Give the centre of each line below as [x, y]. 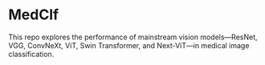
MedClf [33, 15]
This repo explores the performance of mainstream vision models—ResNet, [133, 37]
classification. [31, 54]
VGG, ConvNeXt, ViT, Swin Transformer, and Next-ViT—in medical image [129, 45]
